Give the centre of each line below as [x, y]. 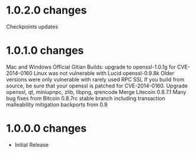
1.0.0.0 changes [46, 128]
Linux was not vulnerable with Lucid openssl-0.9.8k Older [104, 73]
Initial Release [32, 145]
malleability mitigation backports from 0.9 [57, 105]
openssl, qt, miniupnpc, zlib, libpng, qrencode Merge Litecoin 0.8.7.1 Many [96, 92]
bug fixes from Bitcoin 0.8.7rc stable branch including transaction [86, 98]
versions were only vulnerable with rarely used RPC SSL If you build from [95, 79]
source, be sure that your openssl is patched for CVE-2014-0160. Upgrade [97, 86]
